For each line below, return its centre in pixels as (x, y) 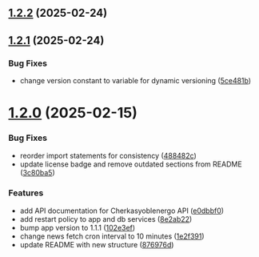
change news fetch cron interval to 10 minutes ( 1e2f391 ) (112, 236)
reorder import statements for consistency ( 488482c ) (108, 155)
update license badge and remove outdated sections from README (131, 164)
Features (26, 193)
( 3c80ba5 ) (38, 172)
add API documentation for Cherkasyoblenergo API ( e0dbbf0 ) (122, 211)
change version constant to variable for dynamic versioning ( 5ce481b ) (135, 81)
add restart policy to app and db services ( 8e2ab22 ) (106, 219)
